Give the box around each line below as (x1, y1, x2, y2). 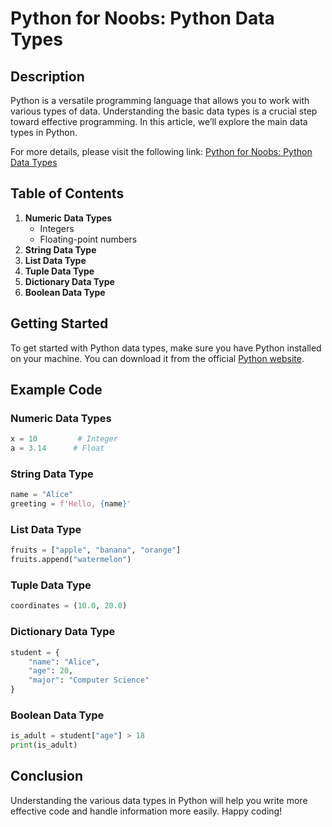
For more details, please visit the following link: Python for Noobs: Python (10, 146, 313, 157)
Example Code (10, 382, 103, 399)
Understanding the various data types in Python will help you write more (10, 794, 308, 806)
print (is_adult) (10, 740, 78, 751)
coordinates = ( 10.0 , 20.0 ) (10, 601, 128, 611)
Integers (39, 222, 75, 234)
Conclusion (10, 768, 84, 785)
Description (10, 68, 85, 85)
